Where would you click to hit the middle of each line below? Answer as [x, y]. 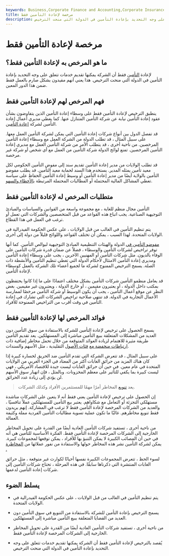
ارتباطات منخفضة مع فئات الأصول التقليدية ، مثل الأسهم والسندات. [67, 346]
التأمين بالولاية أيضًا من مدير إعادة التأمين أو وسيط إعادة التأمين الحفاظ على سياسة [82, 175]
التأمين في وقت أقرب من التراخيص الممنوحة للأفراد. [54, 302]
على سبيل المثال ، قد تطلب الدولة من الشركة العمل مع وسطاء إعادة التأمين [76, 139]
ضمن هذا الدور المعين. [27, 85]
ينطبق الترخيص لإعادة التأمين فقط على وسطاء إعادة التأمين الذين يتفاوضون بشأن [81, 113]
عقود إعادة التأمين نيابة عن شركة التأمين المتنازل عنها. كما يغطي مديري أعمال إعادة [83, 119]
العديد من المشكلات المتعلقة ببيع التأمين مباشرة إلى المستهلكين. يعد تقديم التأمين [81, 335]
